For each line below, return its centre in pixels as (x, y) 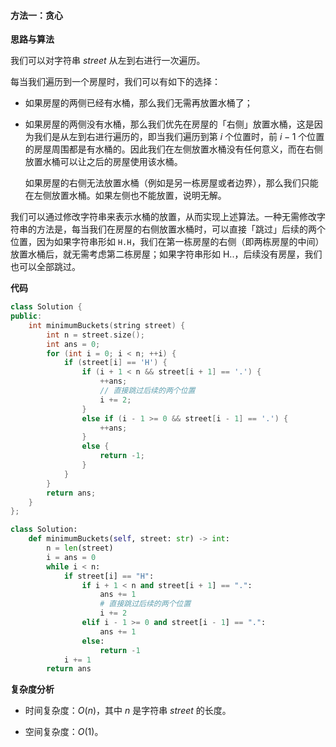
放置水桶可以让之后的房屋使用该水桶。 (103, 162)
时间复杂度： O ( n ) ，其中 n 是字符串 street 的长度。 (128, 711)
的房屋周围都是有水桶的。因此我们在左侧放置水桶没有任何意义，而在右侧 (173, 149)
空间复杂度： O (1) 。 (64, 732)
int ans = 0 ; (73, 344)
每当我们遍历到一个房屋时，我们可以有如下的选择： (115, 82)
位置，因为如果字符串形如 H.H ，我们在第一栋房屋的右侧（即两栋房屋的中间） (167, 242)
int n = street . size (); (95, 335)
